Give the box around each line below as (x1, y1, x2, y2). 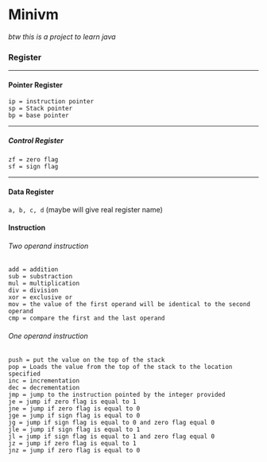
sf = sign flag (8, 163, 59, 171)
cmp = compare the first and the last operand (8, 314, 165, 323)
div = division (8, 286, 59, 295)
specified (8, 370, 41, 378)
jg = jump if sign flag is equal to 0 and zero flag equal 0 (8, 418, 215, 426)
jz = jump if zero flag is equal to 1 (8, 439, 137, 447)
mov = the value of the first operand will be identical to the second (8, 301, 250, 309)
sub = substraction (8, 273, 73, 281)
